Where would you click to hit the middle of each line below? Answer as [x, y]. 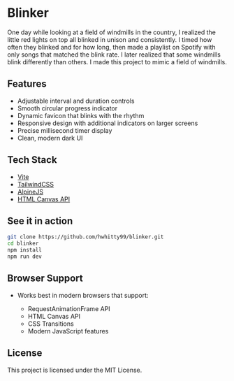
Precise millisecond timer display [65, 130]
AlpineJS [30, 192]
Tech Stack [32, 160]
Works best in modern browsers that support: [83, 295]
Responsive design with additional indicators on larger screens [108, 123]
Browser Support [45, 279]
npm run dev [24, 257]
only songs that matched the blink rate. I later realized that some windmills [114, 55]
